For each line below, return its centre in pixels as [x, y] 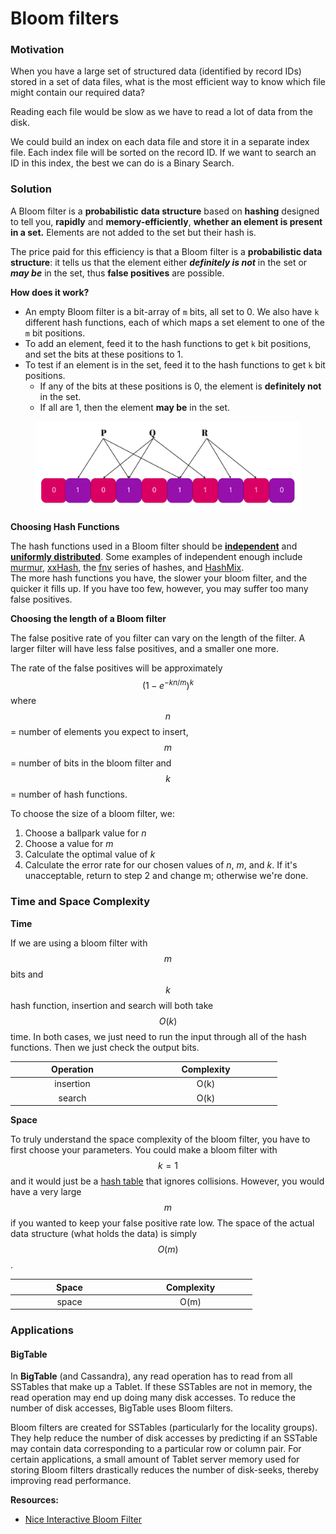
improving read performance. [71, 1481]
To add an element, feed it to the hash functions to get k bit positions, [168, 343]
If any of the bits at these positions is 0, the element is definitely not [180, 386]
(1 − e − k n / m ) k [168, 684]
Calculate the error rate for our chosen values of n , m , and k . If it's [161, 865]
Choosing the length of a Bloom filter [88, 618]
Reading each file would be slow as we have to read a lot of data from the [161, 112]
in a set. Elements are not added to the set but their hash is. [133, 232]
